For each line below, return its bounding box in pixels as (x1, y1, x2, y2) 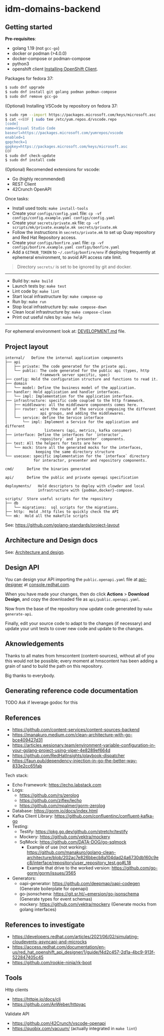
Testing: (12, 824, 29, 829)
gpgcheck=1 (5, 139, 27, 145)
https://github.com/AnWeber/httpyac (12, 1001, 86, 1007)
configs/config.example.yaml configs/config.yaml (12, 216, 116, 221)
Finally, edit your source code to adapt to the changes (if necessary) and (5, 620, 151, 626)
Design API (5, 563, 40, 572)
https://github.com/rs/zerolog (19, 792, 79, 798)
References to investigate (5, 921, 85, 929)
